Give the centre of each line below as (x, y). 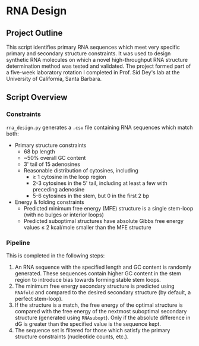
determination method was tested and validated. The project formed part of (99, 66)
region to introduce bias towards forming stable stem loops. (88, 279)
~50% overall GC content (55, 158)
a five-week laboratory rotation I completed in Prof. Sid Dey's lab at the (93, 72)
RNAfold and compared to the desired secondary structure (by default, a (103, 292)
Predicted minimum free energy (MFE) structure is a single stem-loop (108, 208)
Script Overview (37, 97)
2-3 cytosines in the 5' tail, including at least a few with (100, 183)
